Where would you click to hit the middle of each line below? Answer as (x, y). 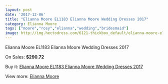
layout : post (19, 10)
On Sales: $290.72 (25, 57)
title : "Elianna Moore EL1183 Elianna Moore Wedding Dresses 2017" (77, 19)
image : (12, 33)
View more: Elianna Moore (32, 76)
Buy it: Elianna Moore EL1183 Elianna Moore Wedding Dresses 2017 (74, 66)
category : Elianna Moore (31, 24)
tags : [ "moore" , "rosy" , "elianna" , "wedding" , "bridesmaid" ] (67, 28)
